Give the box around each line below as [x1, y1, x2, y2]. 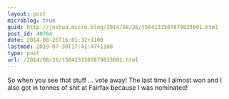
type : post [7, 50, 40, 57]
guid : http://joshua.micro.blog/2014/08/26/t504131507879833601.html [7, 23, 219, 30]
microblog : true [7, 17, 56, 24]
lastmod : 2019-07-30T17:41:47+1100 [7, 43, 113, 50]
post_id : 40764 [7, 30, 53, 37]
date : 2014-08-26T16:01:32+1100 [7, 37, 103, 44]
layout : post [7, 10, 46, 18]
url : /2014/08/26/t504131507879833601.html [7, 57, 139, 64]
